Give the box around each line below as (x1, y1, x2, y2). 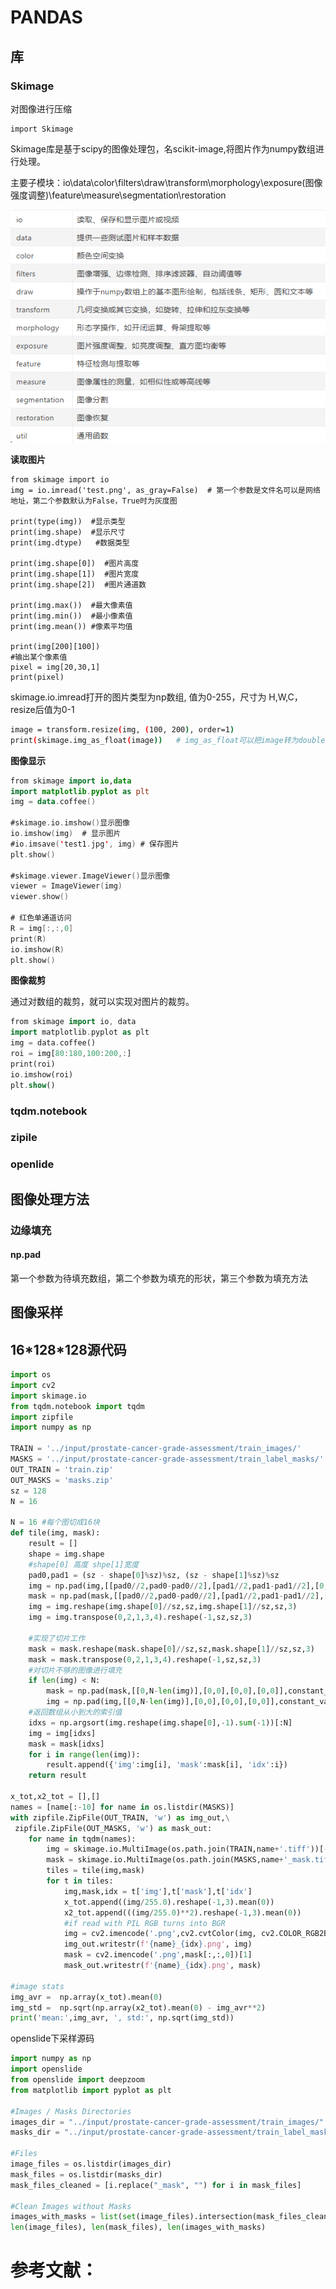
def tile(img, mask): (10, 1528, 101, 1538)
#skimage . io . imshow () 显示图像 (10, 818, 130, 828)
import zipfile (10, 1412, 74, 1422)
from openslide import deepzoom (10, 2075, 145, 2085)
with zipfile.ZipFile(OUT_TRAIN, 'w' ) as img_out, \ (10, 1812, 230, 1823)
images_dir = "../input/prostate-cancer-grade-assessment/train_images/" (10, 2117, 325, 2127)
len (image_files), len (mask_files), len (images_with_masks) (10, 2222, 267, 2233)
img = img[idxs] (28, 1728, 97, 1738)
